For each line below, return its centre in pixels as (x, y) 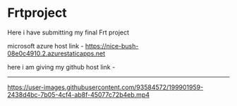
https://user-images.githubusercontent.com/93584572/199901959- (105, 87)
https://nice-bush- (112, 46)
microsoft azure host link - (45, 46)
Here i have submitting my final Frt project (68, 32)
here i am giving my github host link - (61, 67)
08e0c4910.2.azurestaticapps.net (56, 53)
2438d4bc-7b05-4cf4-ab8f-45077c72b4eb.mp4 (79, 94)
